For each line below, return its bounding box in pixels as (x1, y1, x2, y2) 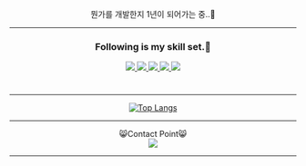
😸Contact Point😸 (118, 129, 188, 140)
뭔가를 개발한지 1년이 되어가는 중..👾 (90, 9, 216, 19)
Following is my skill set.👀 (95, 40, 211, 53)
